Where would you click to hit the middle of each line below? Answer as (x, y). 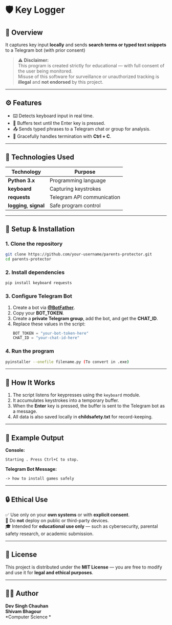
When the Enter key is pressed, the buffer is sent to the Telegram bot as (89, 406)
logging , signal (26, 205)
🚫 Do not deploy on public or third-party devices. (57, 520)
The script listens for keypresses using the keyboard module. (77, 395)
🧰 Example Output (35, 438)
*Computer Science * (28, 617)
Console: (15, 450)
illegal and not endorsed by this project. (60, 82)
